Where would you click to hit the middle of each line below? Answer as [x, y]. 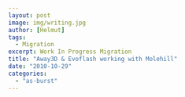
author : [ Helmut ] [37, 30]
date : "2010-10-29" [40, 66]
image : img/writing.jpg [47, 23]
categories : [28, 74]
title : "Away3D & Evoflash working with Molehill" [93, 59]
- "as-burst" [37, 81]
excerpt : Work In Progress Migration [70, 52]
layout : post [30, 15]
